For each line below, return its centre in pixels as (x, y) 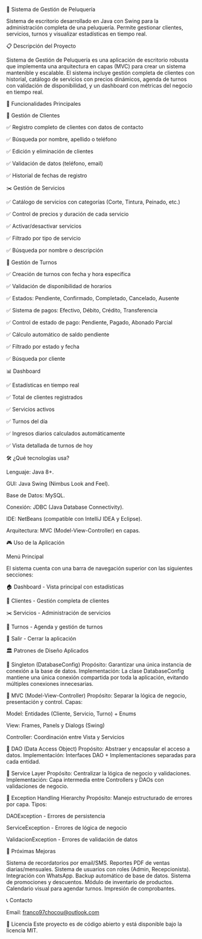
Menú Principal (25, 557)
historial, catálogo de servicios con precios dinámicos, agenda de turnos (96, 79)
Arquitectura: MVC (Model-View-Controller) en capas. (73, 531)
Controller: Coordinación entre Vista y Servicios (65, 737)
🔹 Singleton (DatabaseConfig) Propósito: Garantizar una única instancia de (99, 664)
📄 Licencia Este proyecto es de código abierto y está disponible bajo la (94, 924)
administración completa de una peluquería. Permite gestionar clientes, (95, 27)
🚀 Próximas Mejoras (31, 851)
